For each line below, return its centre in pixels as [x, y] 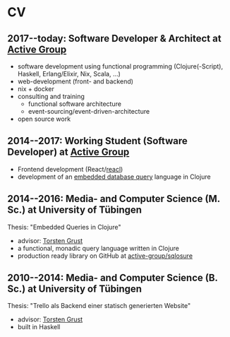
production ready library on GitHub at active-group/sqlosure [105, 256]
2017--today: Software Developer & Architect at [114, 39]
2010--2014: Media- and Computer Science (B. [113, 278]
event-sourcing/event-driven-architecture [89, 111]
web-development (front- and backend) [75, 81]
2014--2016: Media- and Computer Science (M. [114, 199]
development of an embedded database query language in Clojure [114, 177]
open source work [44, 119]
